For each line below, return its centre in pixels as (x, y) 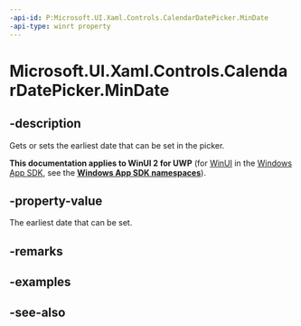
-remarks (36, 251)
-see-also (38, 313)
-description (45, 124)
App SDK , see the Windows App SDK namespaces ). (108, 172)
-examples (40, 282)
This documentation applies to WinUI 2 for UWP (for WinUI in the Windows (150, 163)
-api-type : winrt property (60, 26)
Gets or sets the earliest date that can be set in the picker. (117, 145)
